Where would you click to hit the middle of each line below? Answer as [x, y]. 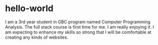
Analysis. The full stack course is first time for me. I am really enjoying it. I [79, 27]
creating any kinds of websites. [37, 37]
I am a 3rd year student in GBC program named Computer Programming [78, 22]
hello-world [29, 8]
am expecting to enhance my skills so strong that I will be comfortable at [78, 32]
